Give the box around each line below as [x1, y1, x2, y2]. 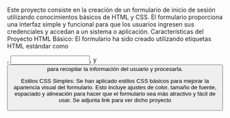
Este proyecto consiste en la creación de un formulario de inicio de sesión [7, 6, 216, 14]
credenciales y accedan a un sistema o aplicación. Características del [7, 27, 204, 35]
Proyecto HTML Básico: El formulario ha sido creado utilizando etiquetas [7, 35, 212, 43]
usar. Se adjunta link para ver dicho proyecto [58, 97, 172, 104]
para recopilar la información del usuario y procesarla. [47, 65, 183, 72]
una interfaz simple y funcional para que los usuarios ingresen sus [7, 20, 194, 28]
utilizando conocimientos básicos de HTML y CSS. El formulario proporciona [7, 13, 223, 21]
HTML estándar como [7, 42, 68, 50]
